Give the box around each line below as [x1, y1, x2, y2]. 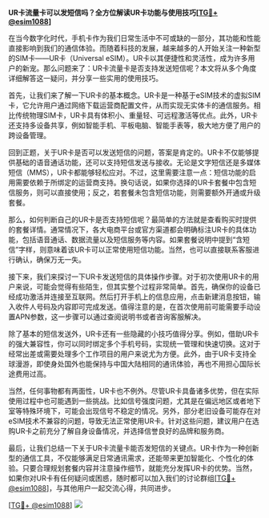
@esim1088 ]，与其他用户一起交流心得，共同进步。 [8, 484, 176, 492]
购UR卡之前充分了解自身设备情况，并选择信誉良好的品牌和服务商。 [8, 427, 229, 435]
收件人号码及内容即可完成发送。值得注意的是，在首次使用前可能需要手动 [14, 302, 254, 311]
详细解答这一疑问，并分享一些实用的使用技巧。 [8, 74, 163, 83]
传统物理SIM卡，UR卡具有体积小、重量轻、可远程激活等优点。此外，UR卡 [14, 111, 259, 119]
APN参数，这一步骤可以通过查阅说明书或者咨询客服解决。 [14, 312, 206, 322]
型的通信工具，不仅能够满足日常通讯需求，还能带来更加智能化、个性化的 [8, 453, 247, 463]
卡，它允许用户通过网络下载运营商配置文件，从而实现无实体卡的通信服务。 [8, 100, 254, 110]
